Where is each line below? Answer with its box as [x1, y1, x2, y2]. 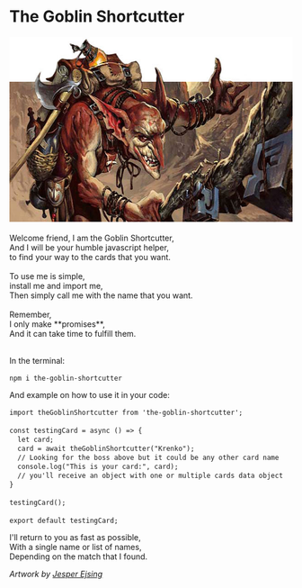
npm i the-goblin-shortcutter [9, 374, 123, 383]
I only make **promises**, [9, 318, 106, 330]
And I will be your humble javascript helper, [9, 241, 169, 253]
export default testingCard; [9, 516, 119, 525]
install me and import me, [9, 280, 103, 291]
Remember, [9, 309, 52, 320]
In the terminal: [9, 355, 66, 366]
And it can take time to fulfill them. [9, 328, 137, 339]
